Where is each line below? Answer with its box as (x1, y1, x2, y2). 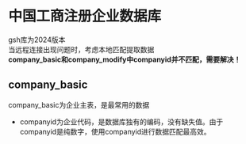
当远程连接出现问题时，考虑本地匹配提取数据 (8, 44, 155, 54)
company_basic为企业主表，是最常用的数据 (8, 100, 150, 109)
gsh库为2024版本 (8, 35, 66, 44)
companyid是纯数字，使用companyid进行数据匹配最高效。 (19, 127, 212, 136)
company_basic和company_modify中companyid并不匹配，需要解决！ (8, 55, 241, 64)
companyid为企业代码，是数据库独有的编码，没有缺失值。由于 (19, 116, 224, 127)
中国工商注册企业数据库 (8, 7, 162, 25)
